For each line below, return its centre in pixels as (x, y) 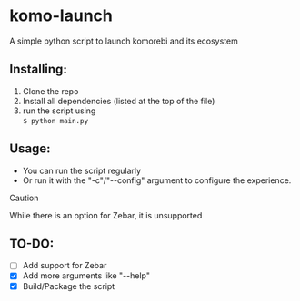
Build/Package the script (69, 286)
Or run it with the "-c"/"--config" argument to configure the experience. (157, 180)
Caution (24, 198)
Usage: (30, 149)
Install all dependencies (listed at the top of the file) (119, 101)
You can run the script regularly (82, 170)
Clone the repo (50, 91)
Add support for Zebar (65, 266)
